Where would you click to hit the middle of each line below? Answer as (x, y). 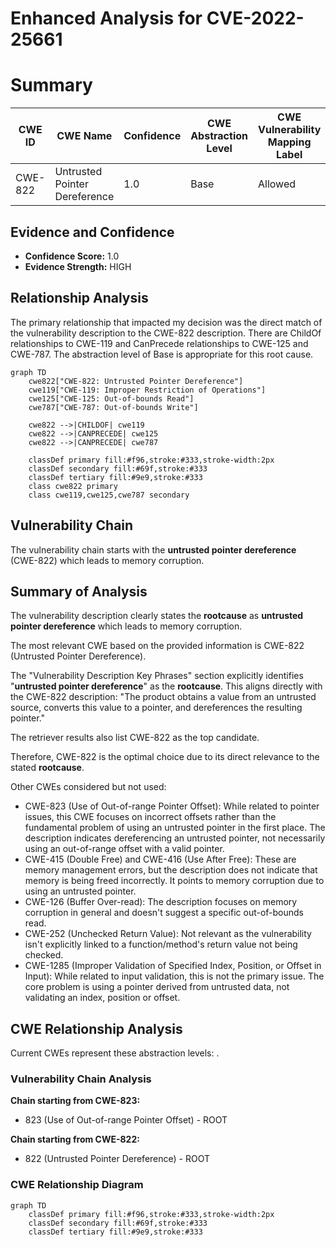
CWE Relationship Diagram (77, 1185)
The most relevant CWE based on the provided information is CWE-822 (157, 646)
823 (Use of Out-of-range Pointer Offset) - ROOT (126, 1120)
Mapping (289, 142)
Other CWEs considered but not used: (88, 787)
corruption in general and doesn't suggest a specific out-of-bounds (164, 913)
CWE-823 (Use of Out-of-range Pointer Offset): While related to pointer (172, 806)
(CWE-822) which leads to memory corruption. (107, 560)
